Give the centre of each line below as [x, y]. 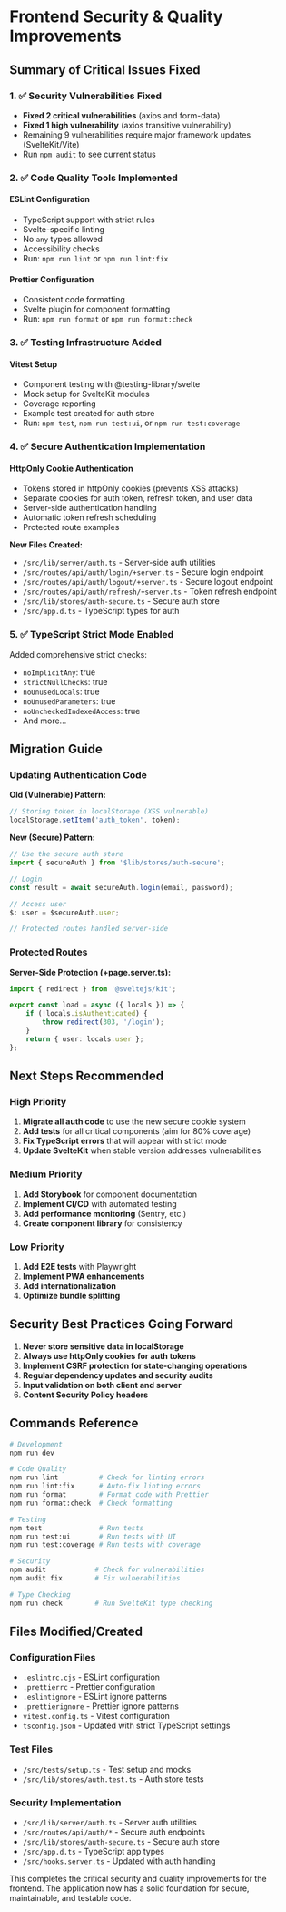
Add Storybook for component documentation [110, 1194]
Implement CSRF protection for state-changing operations [135, 1365]
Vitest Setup [34, 364]
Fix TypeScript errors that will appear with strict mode [124, 1141]
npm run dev [32, 1453]
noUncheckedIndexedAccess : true [81, 711]
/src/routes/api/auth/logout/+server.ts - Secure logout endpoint [148, 582]
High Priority [38, 1102]
